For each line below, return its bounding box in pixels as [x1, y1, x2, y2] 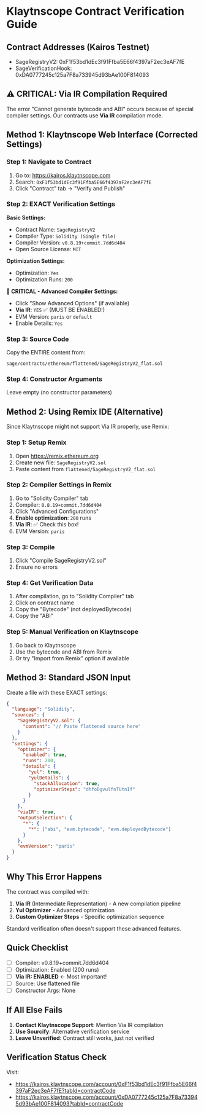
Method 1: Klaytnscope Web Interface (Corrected [6, 130, 198, 140]
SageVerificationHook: [15, 64, 72, 72]
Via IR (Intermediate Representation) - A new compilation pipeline [15, 900, 181, 907]
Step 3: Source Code [6, 335, 69, 343]
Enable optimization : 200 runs [15, 514, 92, 521]
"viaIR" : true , [17, 809, 56, 815]
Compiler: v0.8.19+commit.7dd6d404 [15, 959, 109, 966]
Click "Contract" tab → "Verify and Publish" [15, 184, 126, 192]
